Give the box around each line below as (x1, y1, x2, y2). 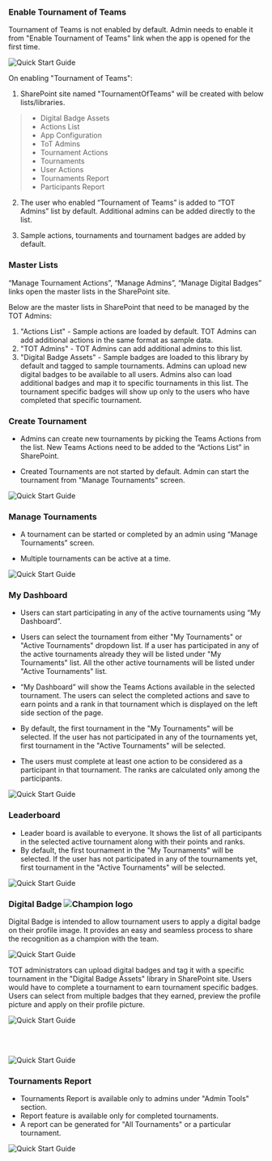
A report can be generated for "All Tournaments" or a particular (19, 1120, 232, 1129)
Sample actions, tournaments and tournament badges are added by (19, 231, 246, 240)
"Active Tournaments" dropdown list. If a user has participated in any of (19, 641, 259, 650)
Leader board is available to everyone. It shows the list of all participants (19, 828, 262, 837)
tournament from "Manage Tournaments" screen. (19, 475, 185, 485)
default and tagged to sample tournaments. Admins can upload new (19, 361, 247, 371)
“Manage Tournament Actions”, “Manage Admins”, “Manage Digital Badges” (8, 278, 261, 287)
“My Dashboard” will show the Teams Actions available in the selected (19, 682, 255, 692)
